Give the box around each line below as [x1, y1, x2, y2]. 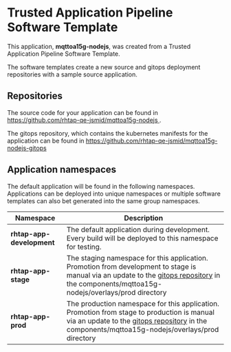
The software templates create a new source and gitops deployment [7, 63, 201, 71]
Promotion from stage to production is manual [66, 307, 215, 317]
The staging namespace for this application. [66, 253, 208, 262]
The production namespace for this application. [66, 298, 220, 308]
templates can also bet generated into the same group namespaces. [7, 196, 201, 205]
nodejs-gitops [7, 143, 47, 152]
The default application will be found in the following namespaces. [7, 182, 195, 190]
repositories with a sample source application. [7, 70, 137, 79]
